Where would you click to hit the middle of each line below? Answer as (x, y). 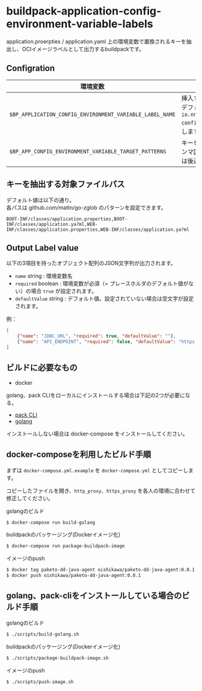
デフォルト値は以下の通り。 (41, 200)
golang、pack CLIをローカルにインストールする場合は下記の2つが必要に (96, 395)
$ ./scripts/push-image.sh (40, 682)
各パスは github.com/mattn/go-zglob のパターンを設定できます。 (86, 207)
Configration (31, 69)
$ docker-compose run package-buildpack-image (66, 546)
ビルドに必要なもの (42, 368)
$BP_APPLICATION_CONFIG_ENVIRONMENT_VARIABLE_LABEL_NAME (92, 114)
